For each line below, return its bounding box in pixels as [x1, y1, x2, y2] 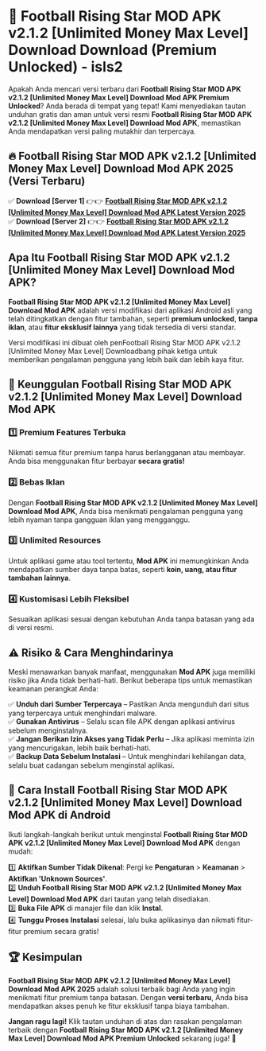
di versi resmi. [8, 623, 54, 633]
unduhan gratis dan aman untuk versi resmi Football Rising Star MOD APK [8, 109, 253, 119]
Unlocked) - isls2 [8, 58, 123, 76]
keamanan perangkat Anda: [8, 683, 99, 693]
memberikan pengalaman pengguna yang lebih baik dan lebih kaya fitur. [8, 354, 245, 364]
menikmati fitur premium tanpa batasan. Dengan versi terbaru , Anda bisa [8, 992, 249, 1002]
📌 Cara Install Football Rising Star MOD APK [8, 784, 228, 797]
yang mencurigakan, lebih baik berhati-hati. [8, 743, 151, 753]
